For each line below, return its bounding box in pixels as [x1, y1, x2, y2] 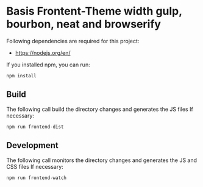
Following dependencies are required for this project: [6, 37, 140, 44]
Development [6, 140, 59, 150]
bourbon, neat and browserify [6, 17, 162, 31]
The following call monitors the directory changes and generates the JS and [6, 157, 197, 164]
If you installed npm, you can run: [6, 61, 90, 68]
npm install [6, 72, 37, 79]
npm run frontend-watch [6, 175, 67, 181]
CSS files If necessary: [6, 163, 64, 170]
